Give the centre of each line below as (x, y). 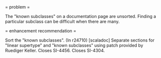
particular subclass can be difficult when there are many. (62, 22)
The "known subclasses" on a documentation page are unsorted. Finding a (81, 16)
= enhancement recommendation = (41, 31)
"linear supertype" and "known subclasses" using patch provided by (74, 45)
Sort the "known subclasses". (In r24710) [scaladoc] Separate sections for (80, 40)
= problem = (18, 7)
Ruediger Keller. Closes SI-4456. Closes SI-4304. (55, 51)
